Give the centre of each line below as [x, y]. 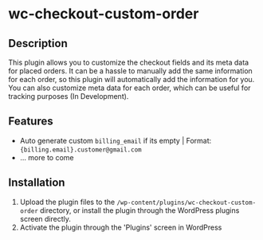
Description [38, 43]
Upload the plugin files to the [67, 202]
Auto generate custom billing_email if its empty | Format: [116, 140]
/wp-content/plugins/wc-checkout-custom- [186, 203]
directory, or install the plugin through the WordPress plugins [139, 210]
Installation [37, 183]
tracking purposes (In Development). [69, 96]
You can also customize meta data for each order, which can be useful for [130, 88]
